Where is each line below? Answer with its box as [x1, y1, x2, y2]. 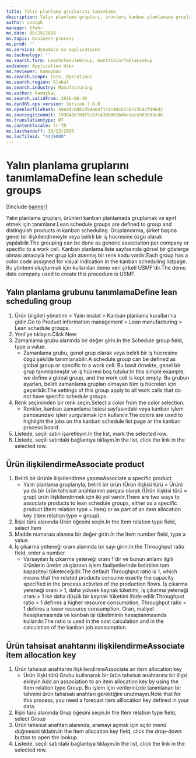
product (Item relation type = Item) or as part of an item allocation [23, 506, 181, 513]
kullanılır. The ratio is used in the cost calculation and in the [23, 618, 164, 625]
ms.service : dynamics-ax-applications [6, 47, 100, 53]
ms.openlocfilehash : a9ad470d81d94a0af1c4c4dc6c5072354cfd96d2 [6, 106, 163, 112]
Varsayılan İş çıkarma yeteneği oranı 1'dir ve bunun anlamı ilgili [23, 556, 173, 563]
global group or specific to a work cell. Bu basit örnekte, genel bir [23, 361, 181, 368]
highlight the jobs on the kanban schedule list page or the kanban [23, 418, 181, 425]
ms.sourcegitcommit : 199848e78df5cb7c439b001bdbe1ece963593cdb [6, 112, 163, 118]
